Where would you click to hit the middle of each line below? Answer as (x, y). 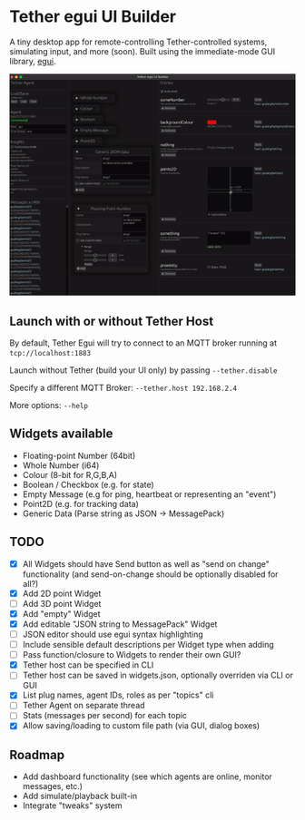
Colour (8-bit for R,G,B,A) (70, 474)
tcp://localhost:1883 (50, 354)
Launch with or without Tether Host (112, 321)
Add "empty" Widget (62, 613)
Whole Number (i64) (61, 465)
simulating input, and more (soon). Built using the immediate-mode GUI (143, 51)
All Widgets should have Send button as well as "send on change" (146, 563)
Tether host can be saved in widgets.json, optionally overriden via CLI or (157, 675)
